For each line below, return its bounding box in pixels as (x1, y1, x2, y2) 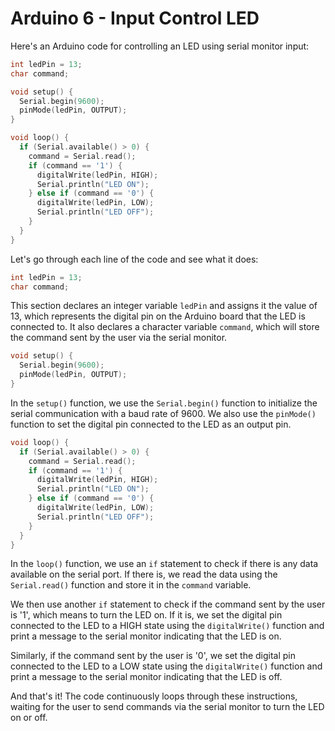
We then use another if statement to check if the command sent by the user (10, 598, 326, 611)
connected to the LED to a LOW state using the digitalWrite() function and (10, 660, 323, 672)
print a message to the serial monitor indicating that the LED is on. (10, 630, 282, 642)
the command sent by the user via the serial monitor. (10, 332, 228, 344)
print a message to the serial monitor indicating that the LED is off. (10, 671, 283, 683)
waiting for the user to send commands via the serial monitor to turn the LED (10, 701, 325, 713)
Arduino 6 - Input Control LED (10, 7, 260, 30)
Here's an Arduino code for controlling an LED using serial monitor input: (10, 40, 310, 52)
